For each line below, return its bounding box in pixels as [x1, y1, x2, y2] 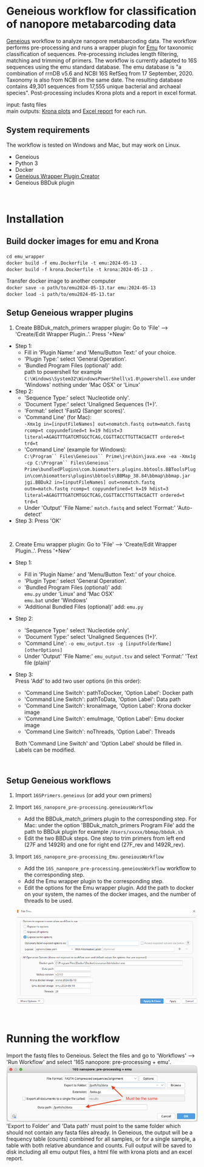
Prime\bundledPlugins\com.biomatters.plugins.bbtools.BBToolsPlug [24, 466, 196, 473]
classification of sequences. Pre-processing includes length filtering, [6, 50, 179, 57]
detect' [24, 510, 42, 518]
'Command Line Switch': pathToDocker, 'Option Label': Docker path [24, 689, 193, 696]
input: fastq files [6, 100, 47, 108]
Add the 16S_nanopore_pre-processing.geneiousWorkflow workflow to [24, 865, 196, 872]
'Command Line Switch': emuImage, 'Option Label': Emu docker [24, 714, 185, 722]
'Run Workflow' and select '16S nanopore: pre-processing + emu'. [6, 1058, 171, 1065]
